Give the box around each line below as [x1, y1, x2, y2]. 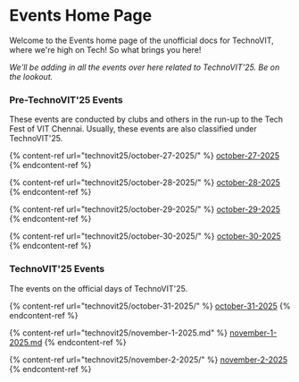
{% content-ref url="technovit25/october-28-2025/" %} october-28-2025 [9, 177, 281, 188]
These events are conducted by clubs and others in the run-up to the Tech [9, 114, 284, 125]
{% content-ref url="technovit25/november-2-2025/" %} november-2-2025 [9, 354, 288, 365]
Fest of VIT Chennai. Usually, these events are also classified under [9, 123, 257, 134]
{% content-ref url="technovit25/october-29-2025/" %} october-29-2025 [9, 204, 281, 215]
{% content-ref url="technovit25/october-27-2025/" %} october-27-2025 [9, 150, 279, 161]
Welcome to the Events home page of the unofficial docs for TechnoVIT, [9, 35, 274, 46]
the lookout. [9, 71, 54, 81]
